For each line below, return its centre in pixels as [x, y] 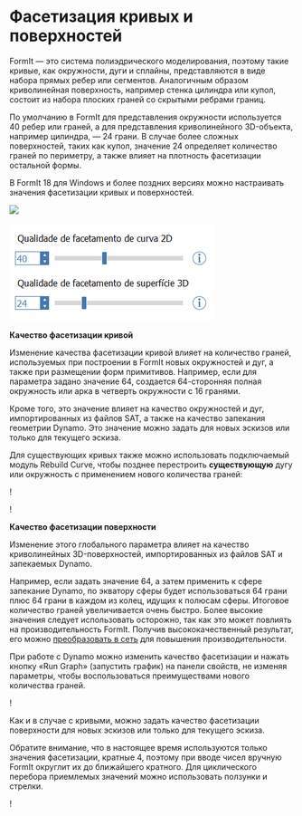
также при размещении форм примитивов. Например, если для [133, 371]
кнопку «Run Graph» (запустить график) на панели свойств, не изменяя [148, 666]
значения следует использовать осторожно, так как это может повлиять [151, 619]
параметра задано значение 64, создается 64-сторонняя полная [136, 381]
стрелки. [26, 786]
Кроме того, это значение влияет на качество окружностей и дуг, [137, 408]
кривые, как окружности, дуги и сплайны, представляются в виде [137, 71]
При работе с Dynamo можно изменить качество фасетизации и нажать [149, 656]
